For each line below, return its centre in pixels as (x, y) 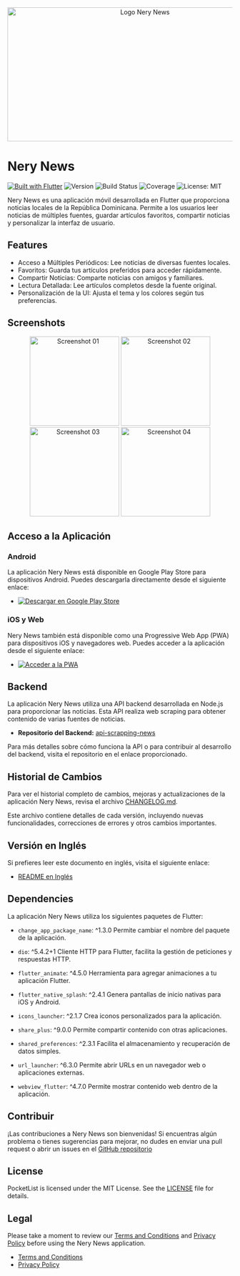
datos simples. (39, 1051)
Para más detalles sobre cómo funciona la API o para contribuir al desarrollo (120, 747)
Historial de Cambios (55, 777)
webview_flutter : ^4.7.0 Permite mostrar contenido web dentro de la (117, 1086)
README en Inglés (45, 876)
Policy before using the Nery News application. (77, 1243)
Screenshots (36, 323)
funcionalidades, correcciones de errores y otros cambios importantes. (112, 823)
